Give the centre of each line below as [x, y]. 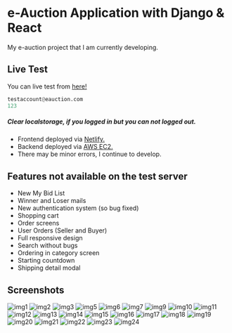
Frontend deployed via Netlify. [61, 139]
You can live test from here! [47, 86]
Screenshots [36, 290]
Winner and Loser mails [52, 201]
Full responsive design [50, 238]
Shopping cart [38, 216]
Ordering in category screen [58, 253]
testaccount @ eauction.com [45, 99]
